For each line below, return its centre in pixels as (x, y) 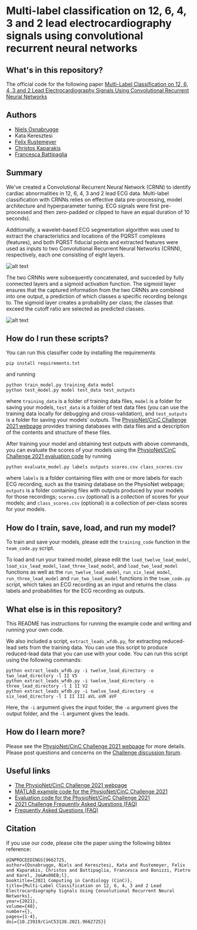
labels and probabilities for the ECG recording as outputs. (76, 591)
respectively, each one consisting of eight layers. (66, 255)
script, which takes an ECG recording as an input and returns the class (91, 585)
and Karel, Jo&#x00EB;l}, (38, 875)
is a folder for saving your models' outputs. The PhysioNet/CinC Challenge (96, 420)
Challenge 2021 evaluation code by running (59, 456)
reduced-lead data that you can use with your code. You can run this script (97, 654)
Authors (21, 115)
